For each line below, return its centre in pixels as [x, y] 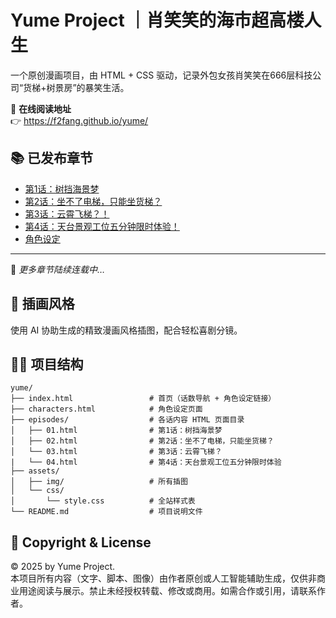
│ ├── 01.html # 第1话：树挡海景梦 [116, 431]
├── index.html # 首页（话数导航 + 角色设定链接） [143, 399]
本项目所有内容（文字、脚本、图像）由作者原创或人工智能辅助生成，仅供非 [163, 578]
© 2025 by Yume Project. [63, 567]
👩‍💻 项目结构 [47, 364]
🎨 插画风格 [42, 304]
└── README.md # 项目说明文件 [106, 512]
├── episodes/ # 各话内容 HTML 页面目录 [127, 420]
